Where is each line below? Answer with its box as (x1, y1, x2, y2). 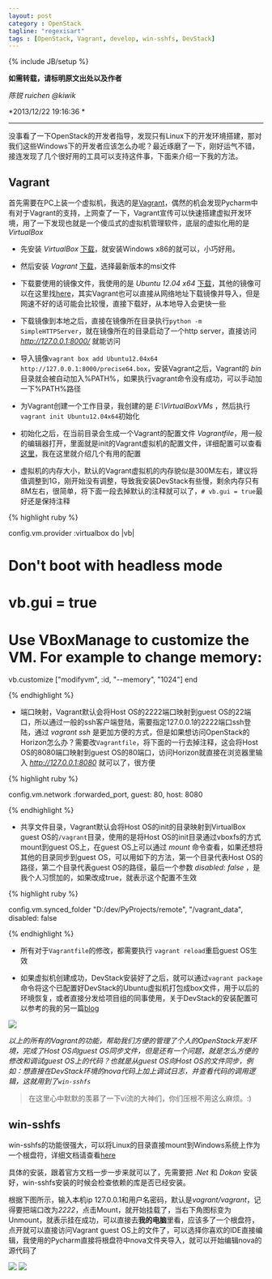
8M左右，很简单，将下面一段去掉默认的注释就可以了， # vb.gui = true (19, 486, 257, 496)
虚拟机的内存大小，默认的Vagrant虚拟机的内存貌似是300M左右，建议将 (19, 466, 258, 476)
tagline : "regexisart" (8, 27, 85, 35)
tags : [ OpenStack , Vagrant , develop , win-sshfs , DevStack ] (8, 34, 216, 43)
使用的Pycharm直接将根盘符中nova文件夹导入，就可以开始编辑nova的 (29, 1235, 262, 1245)
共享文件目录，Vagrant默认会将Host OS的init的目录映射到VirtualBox (19, 822, 246, 832)
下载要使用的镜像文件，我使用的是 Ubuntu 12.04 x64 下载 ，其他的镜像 (19, 279, 255, 289)
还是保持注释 (27, 496, 70, 507)
